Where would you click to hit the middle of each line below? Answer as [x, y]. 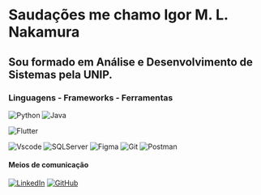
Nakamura [44, 32]
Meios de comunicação [49, 165]
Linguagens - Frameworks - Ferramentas [91, 97]
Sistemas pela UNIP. [61, 74]
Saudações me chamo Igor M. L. [118, 15]
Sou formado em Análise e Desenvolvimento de [131, 62]
